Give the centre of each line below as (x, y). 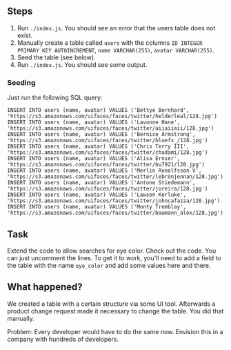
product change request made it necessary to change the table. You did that (115, 311)
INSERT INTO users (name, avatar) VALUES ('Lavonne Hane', (94, 123)
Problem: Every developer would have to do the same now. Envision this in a (115, 331)
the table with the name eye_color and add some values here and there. (109, 265)
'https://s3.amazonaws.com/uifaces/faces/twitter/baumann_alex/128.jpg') (115, 213)
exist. (25, 35)
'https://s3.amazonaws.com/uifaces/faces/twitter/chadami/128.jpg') (108, 153)
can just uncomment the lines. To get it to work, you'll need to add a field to (114, 257)
